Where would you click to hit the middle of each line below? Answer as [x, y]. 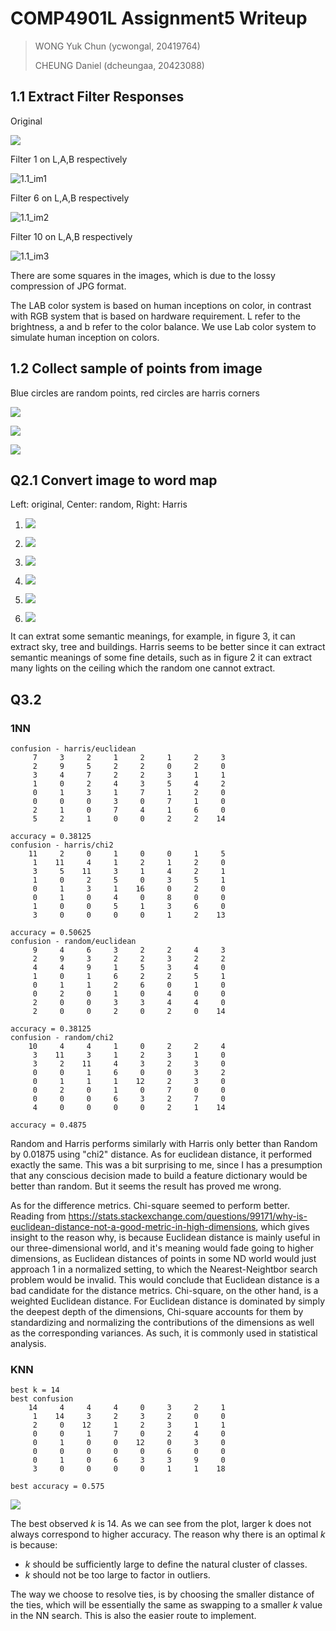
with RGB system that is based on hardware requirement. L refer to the [155, 316]
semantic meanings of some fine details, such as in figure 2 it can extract [161, 658]
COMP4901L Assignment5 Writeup [159, 18]
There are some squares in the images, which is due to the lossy [143, 275]
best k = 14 [35, 1390]
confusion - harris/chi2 [62, 845]
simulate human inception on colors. [85, 337]
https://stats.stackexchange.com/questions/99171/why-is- [188, 1216]
